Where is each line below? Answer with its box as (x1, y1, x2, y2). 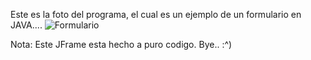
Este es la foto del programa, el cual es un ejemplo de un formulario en (10, 9, 302, 20)
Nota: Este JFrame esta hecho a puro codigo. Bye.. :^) (10, 39, 233, 50)
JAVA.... (10, 19, 43, 31)
